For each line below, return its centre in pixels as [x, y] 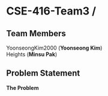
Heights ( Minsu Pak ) [32, 54]
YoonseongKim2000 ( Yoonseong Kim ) [54, 48]
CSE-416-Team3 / [51, 11]
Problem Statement [43, 73]
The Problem [22, 88]
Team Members [36, 34]
